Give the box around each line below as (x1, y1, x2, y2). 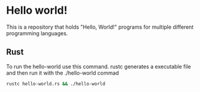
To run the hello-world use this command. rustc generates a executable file (6, 63, 191, 70)
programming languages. (6, 29, 68, 36)
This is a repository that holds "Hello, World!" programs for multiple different (6, 23, 194, 30)
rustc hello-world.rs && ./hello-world (6, 81, 106, 87)
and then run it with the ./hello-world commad (6, 69, 119, 76)
